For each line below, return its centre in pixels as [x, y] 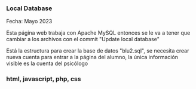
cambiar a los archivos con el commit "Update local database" [83, 39]
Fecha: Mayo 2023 [29, 22]
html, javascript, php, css [44, 79]
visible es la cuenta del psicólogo [47, 63]
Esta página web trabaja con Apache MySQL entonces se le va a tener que [98, 33]
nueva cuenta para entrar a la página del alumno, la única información [92, 57]
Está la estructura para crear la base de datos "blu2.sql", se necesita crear [98, 51]
